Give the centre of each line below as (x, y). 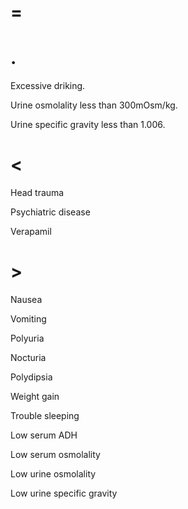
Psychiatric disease (50, 212)
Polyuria (27, 338)
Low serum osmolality (55, 454)
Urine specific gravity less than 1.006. (88, 125)
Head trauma (37, 193)
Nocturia (28, 357)
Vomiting (28, 319)
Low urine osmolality (53, 474)
